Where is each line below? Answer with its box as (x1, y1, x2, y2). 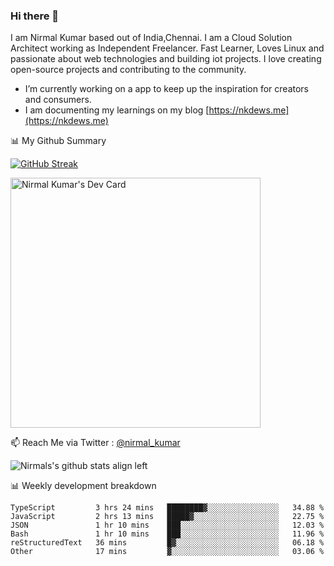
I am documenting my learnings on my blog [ (24, 104, 210, 116)
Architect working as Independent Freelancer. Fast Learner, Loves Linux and (10, 42, 325, 54)
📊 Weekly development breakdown (10, 480, 157, 492)
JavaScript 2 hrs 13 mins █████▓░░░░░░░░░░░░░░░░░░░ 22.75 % (10, 512, 325, 522)
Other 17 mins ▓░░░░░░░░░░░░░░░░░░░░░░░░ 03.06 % (10, 547, 325, 557)
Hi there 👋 (10, 9, 60, 23)
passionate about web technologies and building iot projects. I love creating (10, 53, 322, 65)
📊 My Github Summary (10, 135, 107, 147)
